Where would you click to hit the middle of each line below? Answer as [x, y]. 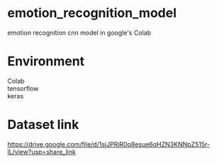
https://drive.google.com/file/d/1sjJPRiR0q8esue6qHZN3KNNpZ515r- [109, 144]
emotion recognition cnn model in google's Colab [79, 33]
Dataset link [43, 125]
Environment [46, 61]
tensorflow [23, 88]
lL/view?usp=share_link [41, 152]
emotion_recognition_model [92, 13]
